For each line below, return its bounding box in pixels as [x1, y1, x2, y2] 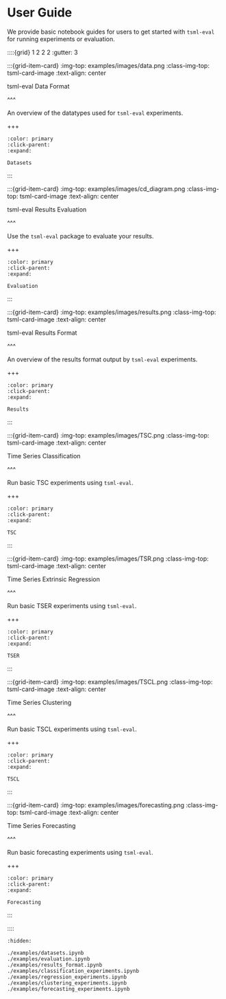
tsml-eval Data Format [7, 82, 70, 90]
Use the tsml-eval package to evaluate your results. [7, 232, 154, 240]
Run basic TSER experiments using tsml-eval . [7, 601, 137, 609]
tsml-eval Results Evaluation [7, 205, 87, 214]
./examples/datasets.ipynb [7, 950, 84, 956]
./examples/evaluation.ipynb [7, 955, 90, 963]
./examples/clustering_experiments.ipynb [7, 979, 127, 987]
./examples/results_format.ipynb [7, 961, 103, 968]
